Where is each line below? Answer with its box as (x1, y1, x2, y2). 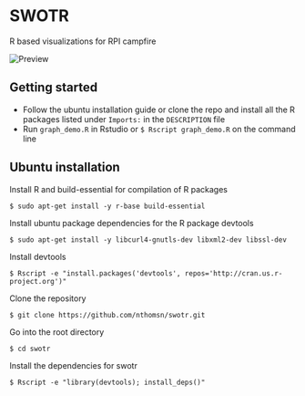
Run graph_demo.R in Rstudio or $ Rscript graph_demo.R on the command (22, 123, 296, 134)
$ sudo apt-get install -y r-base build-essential (9, 202, 206, 211)
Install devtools (9, 251, 66, 262)
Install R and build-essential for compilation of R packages (9, 183, 228, 194)
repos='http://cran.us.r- (184, 268, 283, 278)
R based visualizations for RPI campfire (9, 36, 157, 47)
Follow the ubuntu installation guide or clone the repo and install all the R (22, 104, 296, 115)
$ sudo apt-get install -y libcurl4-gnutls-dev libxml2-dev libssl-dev (9, 234, 287, 245)
